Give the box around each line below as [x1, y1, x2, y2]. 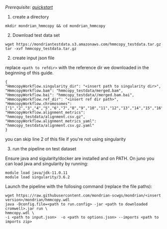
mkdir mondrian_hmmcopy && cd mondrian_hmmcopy [5, 23, 106, 28]
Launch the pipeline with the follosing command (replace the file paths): [5, 184, 153, 189]
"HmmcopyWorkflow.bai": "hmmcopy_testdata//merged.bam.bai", [5, 93, 135, 98]
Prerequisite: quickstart [5, 4, 53, 10]
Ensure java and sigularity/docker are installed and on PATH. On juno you [5, 155, 155, 161]
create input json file [12, 55, 55, 61]
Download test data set [12, 32, 60, 38]
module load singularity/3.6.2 [5, 175, 70, 180]
